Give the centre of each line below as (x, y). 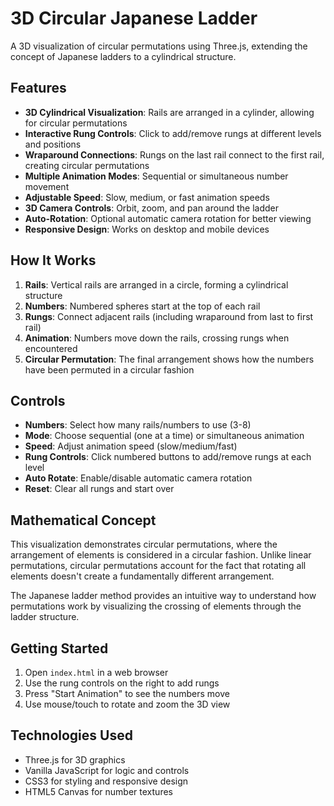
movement (47, 186)
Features (38, 88)
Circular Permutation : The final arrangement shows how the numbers (169, 359)
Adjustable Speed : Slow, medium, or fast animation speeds (147, 197)
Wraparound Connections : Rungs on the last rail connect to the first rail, (174, 154)
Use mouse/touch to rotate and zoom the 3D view (127, 704)
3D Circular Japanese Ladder (134, 18)
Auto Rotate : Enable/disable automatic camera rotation (138, 478)
